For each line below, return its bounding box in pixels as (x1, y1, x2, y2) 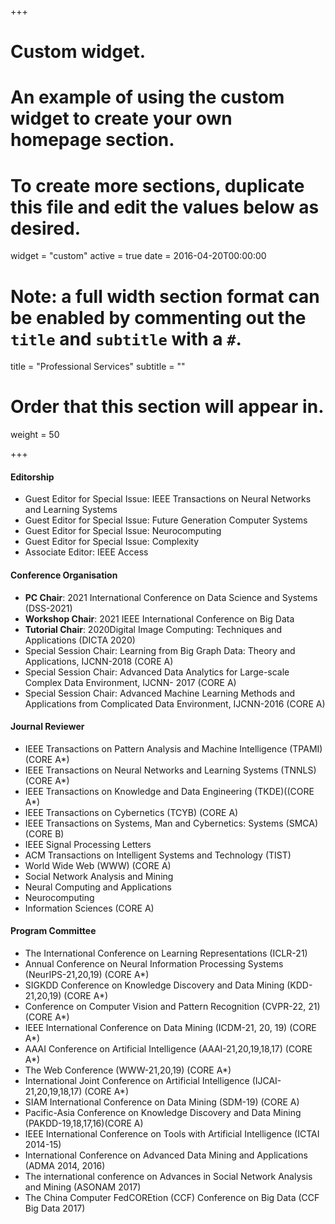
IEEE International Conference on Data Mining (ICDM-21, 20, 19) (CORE (24, 1022, 317, 1033)
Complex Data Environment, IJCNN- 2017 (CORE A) (24, 676, 237, 688)
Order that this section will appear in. (10, 396, 325, 418)
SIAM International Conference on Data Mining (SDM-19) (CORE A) (24, 1096, 300, 1108)
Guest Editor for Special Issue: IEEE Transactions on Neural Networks (24, 493, 312, 505)
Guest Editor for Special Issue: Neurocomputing (24, 525, 222, 537)
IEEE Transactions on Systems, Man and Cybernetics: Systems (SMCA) (24, 817, 319, 829)
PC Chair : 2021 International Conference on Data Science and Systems (24, 591, 318, 603)
